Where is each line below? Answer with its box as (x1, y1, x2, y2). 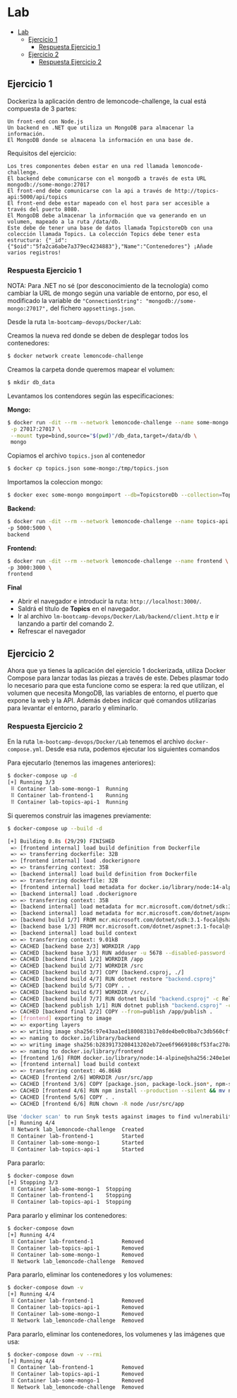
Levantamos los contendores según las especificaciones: (7, 391, 174, 400)
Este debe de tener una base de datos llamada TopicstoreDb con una (7, 224, 213, 232)
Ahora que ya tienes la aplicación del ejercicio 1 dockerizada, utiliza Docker (7, 667, 226, 675)
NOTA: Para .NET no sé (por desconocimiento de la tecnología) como (7, 282, 209, 290)
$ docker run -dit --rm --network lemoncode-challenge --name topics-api (7, 518, 229, 525)
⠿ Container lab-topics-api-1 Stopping (10, 1198, 132, 1206)
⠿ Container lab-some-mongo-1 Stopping (10, 1185, 132, 1193)
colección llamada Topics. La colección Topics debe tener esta (7, 230, 200, 237)
